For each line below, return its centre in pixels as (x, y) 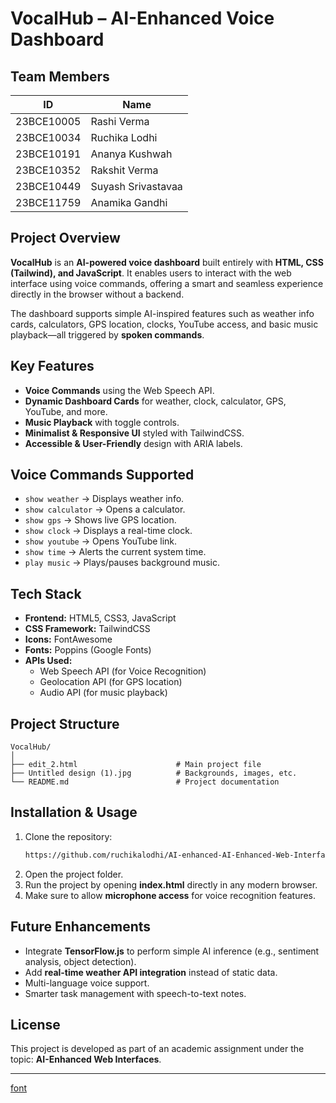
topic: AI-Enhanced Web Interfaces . (86, 1059)
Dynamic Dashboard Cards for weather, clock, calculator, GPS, (155, 401)
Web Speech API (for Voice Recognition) (123, 671)
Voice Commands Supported (102, 475)
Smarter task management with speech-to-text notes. (135, 993)
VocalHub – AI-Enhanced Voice (142, 18)
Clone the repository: (68, 836)
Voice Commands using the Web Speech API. (119, 390)
